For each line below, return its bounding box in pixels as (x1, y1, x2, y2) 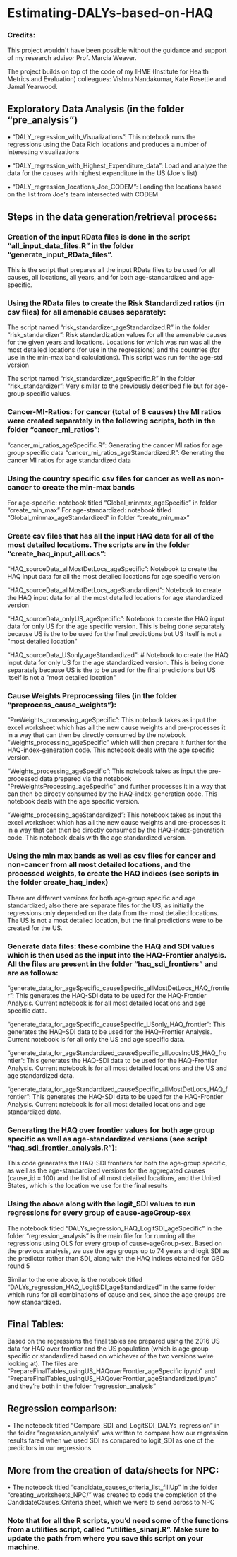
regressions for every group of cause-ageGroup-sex (7, 1208, 192, 1218)
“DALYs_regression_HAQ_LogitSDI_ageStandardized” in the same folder (7, 1283, 216, 1291)
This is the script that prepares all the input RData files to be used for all (7, 265, 216, 274)
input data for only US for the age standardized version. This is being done (7, 659, 224, 667)
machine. (7, 1542, 41, 1552)
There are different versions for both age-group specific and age (7, 893, 196, 902)
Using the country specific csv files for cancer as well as (7, 474, 206, 483)
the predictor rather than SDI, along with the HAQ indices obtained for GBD (7, 1254, 225, 1262)
